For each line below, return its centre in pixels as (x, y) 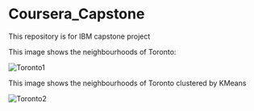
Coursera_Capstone (77, 14)
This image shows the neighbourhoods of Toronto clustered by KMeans (127, 83)
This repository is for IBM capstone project (79, 36)
